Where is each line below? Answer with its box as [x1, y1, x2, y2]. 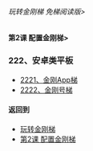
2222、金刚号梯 [19, 84, 73, 95]
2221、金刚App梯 [19, 75, 78, 84]
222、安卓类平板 [8, 55, 74, 67]
